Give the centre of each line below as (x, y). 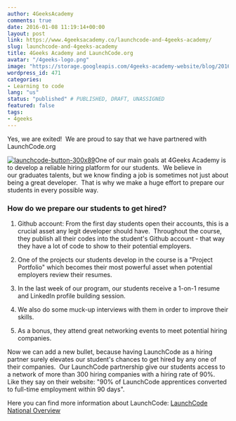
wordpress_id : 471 (34, 73)
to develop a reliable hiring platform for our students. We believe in (105, 167)
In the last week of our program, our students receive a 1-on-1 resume (118, 288)
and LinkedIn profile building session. (71, 295)
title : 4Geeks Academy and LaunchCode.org (70, 54)
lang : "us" (23, 92)
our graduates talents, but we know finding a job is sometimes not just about (118, 175)
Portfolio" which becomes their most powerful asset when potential (115, 267)
